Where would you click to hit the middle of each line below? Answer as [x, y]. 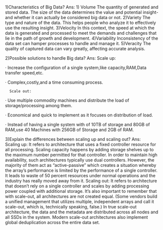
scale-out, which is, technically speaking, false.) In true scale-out [71, 207]
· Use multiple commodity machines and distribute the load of [67, 100]
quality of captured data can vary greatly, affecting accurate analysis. [75, 49]
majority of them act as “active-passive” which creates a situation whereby [81, 165]
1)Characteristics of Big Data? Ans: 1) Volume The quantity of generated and [82, 7]
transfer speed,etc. [24, 73]
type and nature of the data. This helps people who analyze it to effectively [81, 23]
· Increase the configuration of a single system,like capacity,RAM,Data [76, 68]
